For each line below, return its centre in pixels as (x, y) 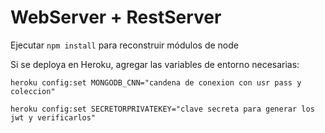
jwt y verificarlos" (53, 117)
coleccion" (33, 91)
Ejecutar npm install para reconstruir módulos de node (124, 45)
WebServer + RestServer (116, 17)
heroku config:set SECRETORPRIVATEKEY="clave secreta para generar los (162, 109)
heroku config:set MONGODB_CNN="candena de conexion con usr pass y (156, 82)
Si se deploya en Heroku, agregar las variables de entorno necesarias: (155, 64)
